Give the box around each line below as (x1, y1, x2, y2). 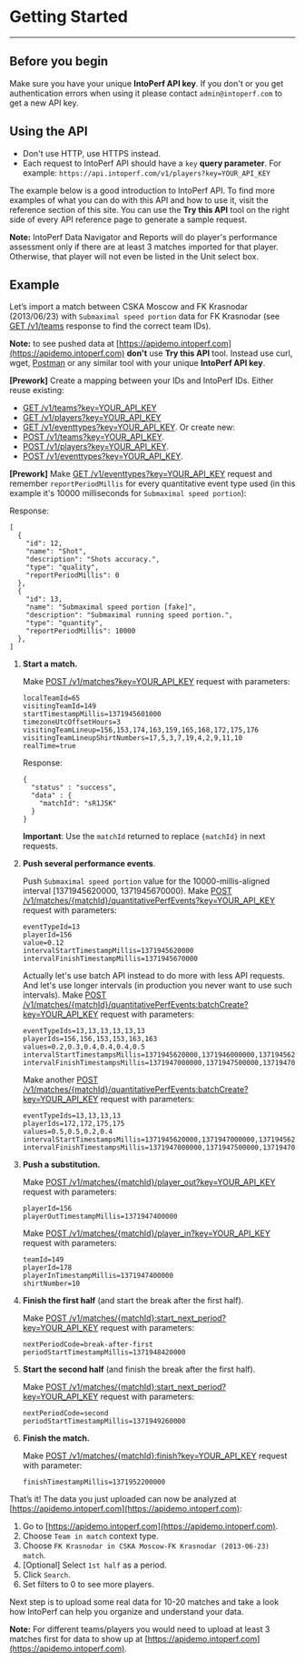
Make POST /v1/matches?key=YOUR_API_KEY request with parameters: (22, 676, 290, 687)
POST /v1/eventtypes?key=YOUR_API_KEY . (22, 451, 183, 461)
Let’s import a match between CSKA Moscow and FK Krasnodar (9, 301, 248, 312)
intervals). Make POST (22, 989, 107, 1000)
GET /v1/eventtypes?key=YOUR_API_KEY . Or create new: (22, 421, 236, 433)
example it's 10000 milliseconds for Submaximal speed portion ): (9, 488, 247, 499)
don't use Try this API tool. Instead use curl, (126, 348, 293, 359)
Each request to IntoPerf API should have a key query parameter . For (22, 157, 281, 168)
